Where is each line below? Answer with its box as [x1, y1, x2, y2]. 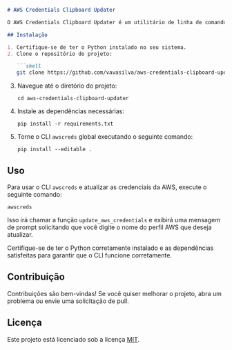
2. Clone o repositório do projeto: [7, 50, 113, 57]
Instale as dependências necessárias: [17, 107, 125, 115]
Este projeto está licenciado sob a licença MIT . [7, 335, 140, 343]
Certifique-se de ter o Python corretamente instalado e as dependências [7, 244, 214, 252]
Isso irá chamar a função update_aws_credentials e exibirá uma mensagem [7, 215, 221, 224]
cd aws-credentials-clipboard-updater [17, 95, 129, 102]
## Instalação [7, 31, 48, 38]
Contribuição [7, 271, 66, 283]
